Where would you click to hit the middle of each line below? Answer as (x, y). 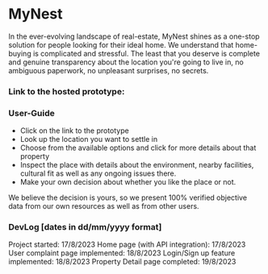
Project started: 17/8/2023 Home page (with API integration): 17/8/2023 (127, 245)
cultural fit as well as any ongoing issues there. (98, 173)
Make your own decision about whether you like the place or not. (128, 182)
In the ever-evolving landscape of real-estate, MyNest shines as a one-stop (134, 36)
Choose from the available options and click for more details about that (138, 148)
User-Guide (31, 113)
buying (20, 53)
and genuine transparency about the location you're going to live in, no (126, 62)
